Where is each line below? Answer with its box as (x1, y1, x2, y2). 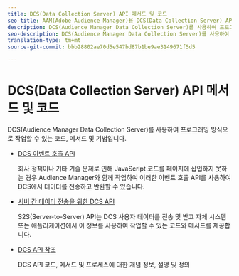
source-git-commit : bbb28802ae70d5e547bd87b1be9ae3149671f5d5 (7, 43, 196, 51)
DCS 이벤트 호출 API (17, 149, 75, 157)
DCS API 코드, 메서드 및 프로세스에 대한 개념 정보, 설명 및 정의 (17, 260, 191, 269)
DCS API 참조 (17, 245, 57, 253)
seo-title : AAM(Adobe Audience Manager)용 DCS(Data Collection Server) (7, 17, 223, 24)
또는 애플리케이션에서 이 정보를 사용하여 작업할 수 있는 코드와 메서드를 (17, 221, 212, 230)
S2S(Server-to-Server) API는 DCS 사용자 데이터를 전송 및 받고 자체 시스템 (17, 212, 226, 221)
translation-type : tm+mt (7, 37, 81, 44)
